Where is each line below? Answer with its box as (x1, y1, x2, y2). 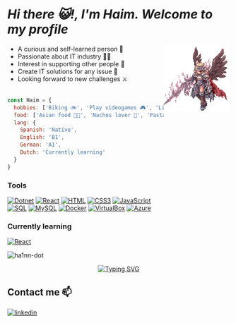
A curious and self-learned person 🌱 (17, 44, 124, 53)
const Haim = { (7, 97, 52, 104)
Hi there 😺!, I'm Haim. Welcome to (7, 6, 213, 23)
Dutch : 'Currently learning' (20, 149, 106, 156)
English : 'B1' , (20, 134, 65, 141)
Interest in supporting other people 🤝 (17, 59, 125, 68)
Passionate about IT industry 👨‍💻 (17, 52, 112, 61)
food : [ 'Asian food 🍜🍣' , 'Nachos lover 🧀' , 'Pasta (13, 111, 166, 118)
